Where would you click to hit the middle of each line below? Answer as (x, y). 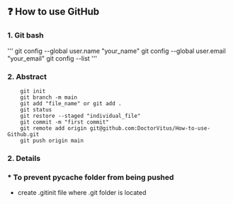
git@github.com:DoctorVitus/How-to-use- (150, 128)
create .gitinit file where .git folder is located (82, 193)
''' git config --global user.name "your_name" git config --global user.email (117, 51)
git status (36, 109)
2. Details (24, 158)
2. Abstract (27, 76)
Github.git (23, 134)
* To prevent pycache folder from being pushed (91, 177)
